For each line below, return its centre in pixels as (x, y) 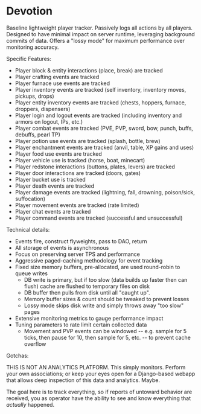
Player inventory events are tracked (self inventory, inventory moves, (101, 89)
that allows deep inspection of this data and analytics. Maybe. (83, 380)
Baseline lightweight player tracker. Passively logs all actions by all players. (100, 28)
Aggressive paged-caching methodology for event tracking (89, 260)
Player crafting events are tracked (57, 77)
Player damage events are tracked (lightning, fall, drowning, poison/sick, (105, 192)
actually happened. (30, 404)
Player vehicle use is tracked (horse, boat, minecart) (80, 160)
